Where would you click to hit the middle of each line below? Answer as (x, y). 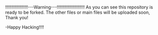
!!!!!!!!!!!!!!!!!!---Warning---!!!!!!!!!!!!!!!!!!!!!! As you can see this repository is (79, 7)
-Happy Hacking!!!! (24, 27)
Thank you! (17, 17)
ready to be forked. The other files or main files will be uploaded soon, (77, 12)
